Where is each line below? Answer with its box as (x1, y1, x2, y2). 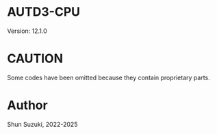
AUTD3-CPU (7, 4, 81, 20)
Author (7, 97, 48, 113)
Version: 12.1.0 (7, 27, 48, 35)
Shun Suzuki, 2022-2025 (7, 120, 78, 128)
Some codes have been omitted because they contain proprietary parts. (7, 73, 210, 82)
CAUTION (7, 51, 64, 66)
